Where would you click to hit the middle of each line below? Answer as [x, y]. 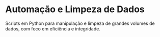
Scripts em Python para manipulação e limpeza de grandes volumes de [80, 23]
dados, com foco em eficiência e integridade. [53, 28]
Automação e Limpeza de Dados [75, 9]
